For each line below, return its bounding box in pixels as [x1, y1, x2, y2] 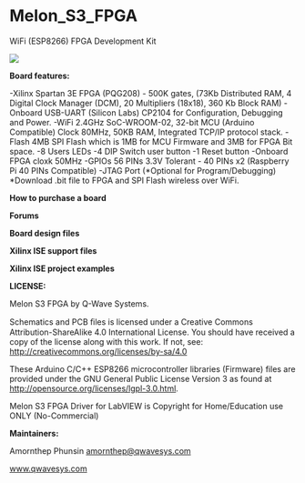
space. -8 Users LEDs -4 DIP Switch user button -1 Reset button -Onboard [9, 146, 289, 156]
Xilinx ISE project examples [9, 263, 116, 274]
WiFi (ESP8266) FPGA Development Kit [9, 35, 157, 46]
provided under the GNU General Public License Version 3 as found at [9, 373, 272, 384]
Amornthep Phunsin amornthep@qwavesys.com [9, 445, 191, 456]
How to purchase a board [9, 192, 107, 203]
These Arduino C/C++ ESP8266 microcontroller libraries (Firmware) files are [9, 363, 296, 374]
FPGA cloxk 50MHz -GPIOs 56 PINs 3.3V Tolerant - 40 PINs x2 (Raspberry [9, 156, 290, 166]
